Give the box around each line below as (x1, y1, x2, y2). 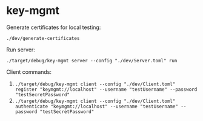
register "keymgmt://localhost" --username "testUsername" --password (15, 86, 198, 93)
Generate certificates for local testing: (6, 24, 101, 31)
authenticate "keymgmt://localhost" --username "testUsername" (15, 103, 179, 110)
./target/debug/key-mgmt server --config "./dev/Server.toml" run (6, 57, 178, 64)
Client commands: (6, 68, 52, 76)
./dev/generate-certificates (6, 35, 80, 41)
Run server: (6, 46, 35, 53)
